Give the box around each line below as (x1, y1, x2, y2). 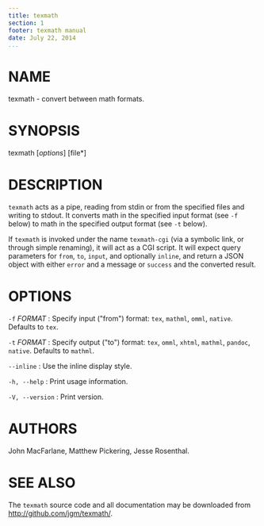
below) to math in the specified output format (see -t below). (8, 219, 208, 228)
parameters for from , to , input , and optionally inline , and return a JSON (8, 251, 244, 261)
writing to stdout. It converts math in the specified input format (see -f (8, 211, 239, 221)
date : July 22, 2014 (8, 33, 77, 42)
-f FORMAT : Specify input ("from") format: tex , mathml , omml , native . (8, 314, 233, 323)
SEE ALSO (8, 474, 76, 492)
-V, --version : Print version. (8, 392, 105, 401)
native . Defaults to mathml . (8, 346, 95, 355)
